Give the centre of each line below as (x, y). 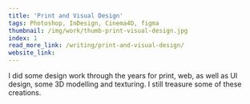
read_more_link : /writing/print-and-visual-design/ (96, 46)
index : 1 (23, 38)
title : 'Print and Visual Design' (66, 16)
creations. (25, 92)
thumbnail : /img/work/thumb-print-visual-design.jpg (98, 30)
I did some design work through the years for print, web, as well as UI (123, 76)
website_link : (32, 53)
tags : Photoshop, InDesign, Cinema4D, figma (84, 23)
